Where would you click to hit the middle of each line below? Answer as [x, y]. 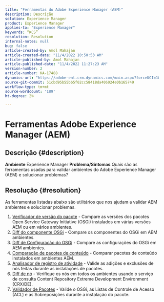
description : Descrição [29, 14]
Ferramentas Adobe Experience [71, 124]
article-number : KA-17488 [31, 73]
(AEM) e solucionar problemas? [37, 175]
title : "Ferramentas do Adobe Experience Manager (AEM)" [64, 10]
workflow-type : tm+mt [27, 87]
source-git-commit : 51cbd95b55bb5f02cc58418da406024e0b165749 [70, 82]
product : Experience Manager [35, 23]
